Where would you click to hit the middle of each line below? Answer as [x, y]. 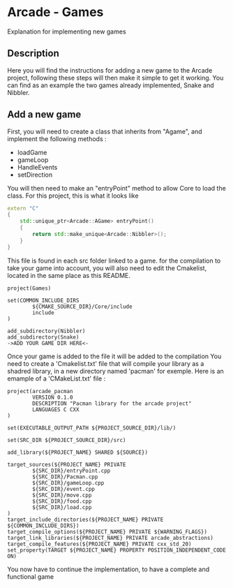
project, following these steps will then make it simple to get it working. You [115, 78]
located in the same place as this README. [69, 275]
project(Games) [29, 288]
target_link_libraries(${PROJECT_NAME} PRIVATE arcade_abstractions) [111, 538]
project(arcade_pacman [40, 391]
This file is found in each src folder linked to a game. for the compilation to [114, 260]
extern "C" [23, 208]
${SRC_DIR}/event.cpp [64, 489]
